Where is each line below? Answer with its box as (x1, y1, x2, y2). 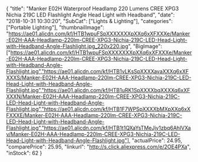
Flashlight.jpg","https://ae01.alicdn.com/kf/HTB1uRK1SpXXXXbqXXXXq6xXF (6, 87, 190, 93)
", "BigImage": (128, 43, 163, 50)
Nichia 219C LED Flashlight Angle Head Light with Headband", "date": (6, 11, 175, 18)
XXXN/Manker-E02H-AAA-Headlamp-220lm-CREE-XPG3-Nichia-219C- (6, 93, 180, 100)
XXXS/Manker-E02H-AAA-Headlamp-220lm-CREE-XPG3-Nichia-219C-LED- (6, 74, 192, 81)
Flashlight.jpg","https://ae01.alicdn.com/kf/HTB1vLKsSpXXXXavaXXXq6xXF (6, 68, 189, 74)
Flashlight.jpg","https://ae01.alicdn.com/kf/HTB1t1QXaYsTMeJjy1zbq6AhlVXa (6, 124, 192, 131)
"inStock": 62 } (6, 150, 42, 156)
